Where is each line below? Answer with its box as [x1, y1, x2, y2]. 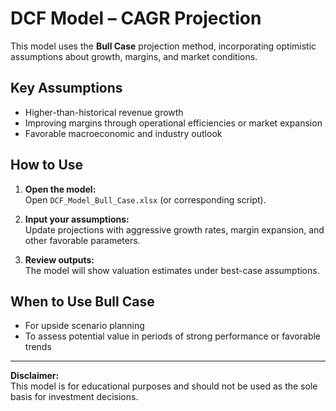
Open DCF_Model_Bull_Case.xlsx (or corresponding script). [24, 193, 267, 206]
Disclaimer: [10, 370, 60, 382]
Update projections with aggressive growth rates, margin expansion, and [24, 223, 325, 236]
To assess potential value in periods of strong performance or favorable [24, 330, 322, 342]
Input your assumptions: [24, 213, 130, 225]
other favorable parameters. [24, 234, 141, 246]
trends [24, 341, 52, 353]
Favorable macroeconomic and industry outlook [24, 127, 223, 139]
